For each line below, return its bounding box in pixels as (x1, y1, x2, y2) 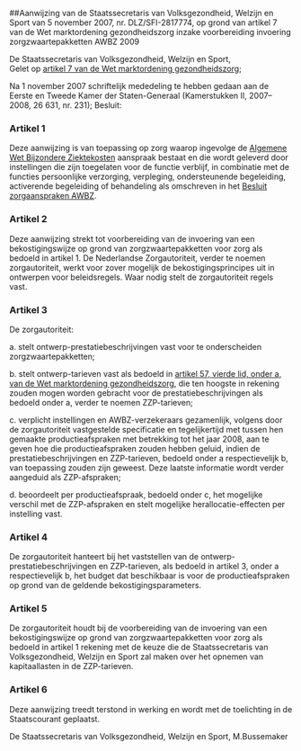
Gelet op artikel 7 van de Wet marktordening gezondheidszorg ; (9, 63, 243, 74)
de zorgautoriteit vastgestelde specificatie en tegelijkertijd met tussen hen (9, 424, 284, 434)
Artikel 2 (9, 213, 48, 226)
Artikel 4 (9, 531, 48, 543)
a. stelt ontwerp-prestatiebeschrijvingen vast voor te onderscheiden (9, 341, 262, 352)
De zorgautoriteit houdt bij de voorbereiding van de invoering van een (9, 622, 268, 633)
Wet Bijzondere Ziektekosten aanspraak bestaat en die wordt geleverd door (9, 152, 289, 163)
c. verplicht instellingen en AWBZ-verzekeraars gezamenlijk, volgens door (9, 414, 283, 425)
